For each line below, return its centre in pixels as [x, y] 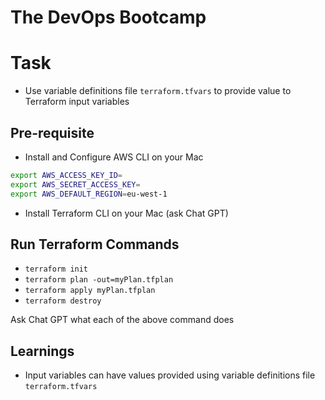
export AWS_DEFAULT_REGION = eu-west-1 [89, 194]
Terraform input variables [77, 102]
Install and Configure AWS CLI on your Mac [114, 157]
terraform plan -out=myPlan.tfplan [99, 280]
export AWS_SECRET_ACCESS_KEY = [75, 184]
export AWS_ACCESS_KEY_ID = [66, 175]
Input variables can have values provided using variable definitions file [170, 375]
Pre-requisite [52, 132]
